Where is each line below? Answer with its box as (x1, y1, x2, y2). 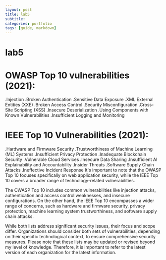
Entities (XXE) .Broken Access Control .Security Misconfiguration (5, 102, 138, 108)
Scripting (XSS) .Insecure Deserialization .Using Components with (14, 107, 149, 113)
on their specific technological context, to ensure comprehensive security (5, 234, 156, 240)
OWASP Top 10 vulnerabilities (5, 70, 130, 81)
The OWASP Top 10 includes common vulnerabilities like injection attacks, (5, 187, 156, 193)
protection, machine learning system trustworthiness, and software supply (5, 208, 157, 214)
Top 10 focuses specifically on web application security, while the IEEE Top (5, 172, 159, 178)
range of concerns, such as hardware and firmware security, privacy (5, 203, 145, 209)
